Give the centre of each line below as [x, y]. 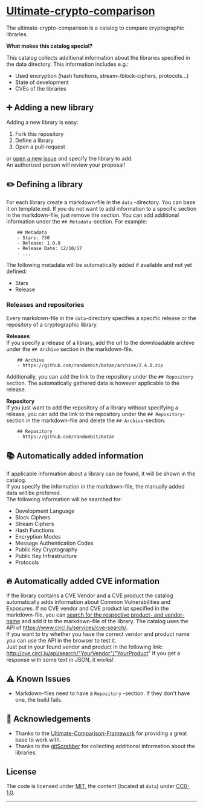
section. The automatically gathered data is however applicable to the [93, 383]
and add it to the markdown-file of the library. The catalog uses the [105, 621]
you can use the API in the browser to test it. [61, 641]
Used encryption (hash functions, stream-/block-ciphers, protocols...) [102, 75]
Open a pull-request [40, 147]
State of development [42, 82]
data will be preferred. [34, 493]
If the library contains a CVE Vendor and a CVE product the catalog [90, 595]
